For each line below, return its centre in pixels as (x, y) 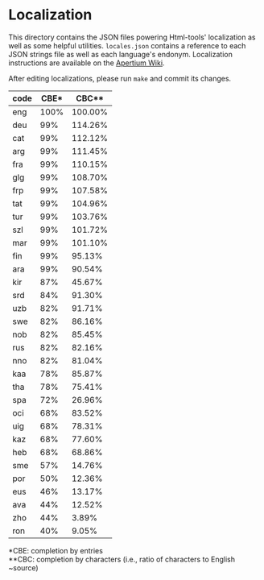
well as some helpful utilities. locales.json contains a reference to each (127, 45)
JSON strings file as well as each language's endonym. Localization (121, 54)
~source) (23, 568)
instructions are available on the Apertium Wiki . (87, 63)
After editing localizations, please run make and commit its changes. (120, 78)
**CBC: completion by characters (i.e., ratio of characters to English (122, 559)
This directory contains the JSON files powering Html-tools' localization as (132, 37)
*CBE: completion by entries (56, 550)
